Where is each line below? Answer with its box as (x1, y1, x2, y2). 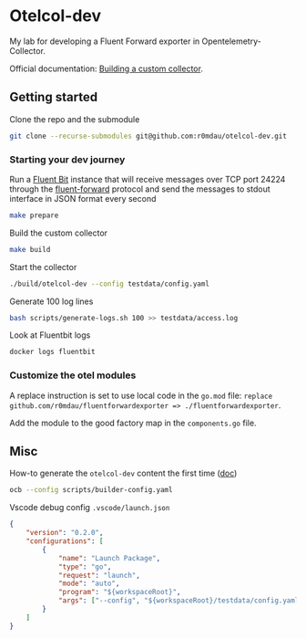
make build (9, 245, 51, 254)
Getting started (9, 89, 98, 105)
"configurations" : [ (25, 537, 104, 546)
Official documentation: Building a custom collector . (9, 63, 203, 74)
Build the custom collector (9, 227, 107, 238)
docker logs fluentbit (9, 348, 96, 357)
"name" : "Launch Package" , (57, 553, 161, 562)
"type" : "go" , (57, 562, 112, 571)
